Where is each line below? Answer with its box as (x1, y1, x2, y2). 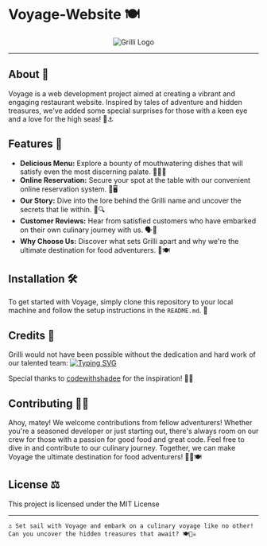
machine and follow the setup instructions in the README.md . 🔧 (8, 306, 208, 316)
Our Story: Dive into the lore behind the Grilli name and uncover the (19, 196, 242, 205)
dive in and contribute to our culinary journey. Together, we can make (8, 443, 236, 452)
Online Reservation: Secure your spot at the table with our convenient (19, 175, 251, 184)
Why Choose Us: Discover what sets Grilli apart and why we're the (19, 236, 239, 246)
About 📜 (8, 68, 49, 81)
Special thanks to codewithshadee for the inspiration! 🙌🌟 (8, 374, 194, 383)
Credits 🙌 (8, 328, 56, 342)
